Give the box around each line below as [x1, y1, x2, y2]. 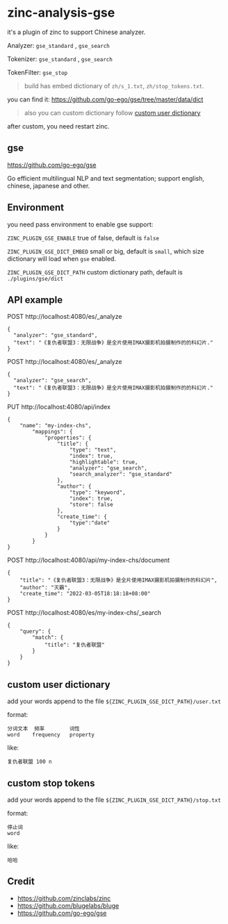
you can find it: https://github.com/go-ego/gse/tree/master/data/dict [7, 95, 204, 104]
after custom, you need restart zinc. [7, 122, 110, 130]
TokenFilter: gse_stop [7, 68, 68, 76]
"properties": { [44, 434, 92, 442]
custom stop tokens [7, 777, 95, 789]
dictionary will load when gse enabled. [7, 254, 117, 263]
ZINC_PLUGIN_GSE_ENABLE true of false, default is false [7, 233, 160, 242]
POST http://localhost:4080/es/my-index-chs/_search [7, 609, 162, 617]
